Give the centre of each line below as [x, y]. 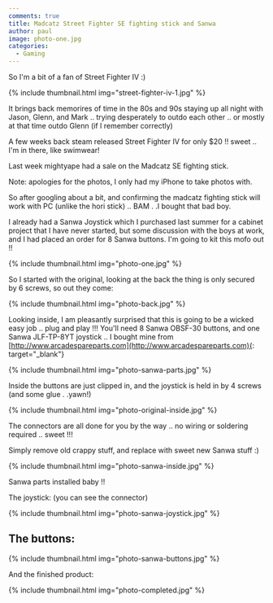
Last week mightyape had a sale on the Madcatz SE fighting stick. [119, 166]
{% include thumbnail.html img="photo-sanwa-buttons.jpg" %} [114, 558]
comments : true [34, 16]
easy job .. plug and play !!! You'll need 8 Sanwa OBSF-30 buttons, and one [134, 328]
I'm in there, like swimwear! [54, 150]
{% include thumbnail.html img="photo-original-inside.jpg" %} [113, 410]
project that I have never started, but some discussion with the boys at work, [136, 230]
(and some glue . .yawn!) [50, 394]
